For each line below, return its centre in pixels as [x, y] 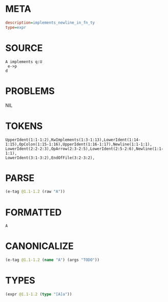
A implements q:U [24, 62]
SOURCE [24, 48]
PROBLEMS [30, 91]
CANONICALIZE [40, 246]
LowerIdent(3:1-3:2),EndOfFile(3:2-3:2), [50, 158]
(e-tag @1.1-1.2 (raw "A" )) [35, 192]
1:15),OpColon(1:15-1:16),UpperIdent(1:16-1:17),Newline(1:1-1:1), [79, 144]
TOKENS [24, 126]
